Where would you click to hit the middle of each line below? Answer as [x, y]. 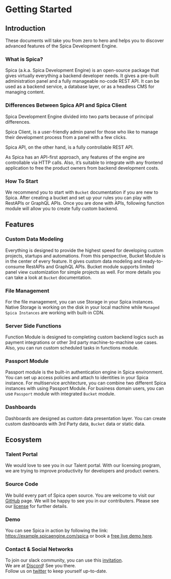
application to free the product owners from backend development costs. [82, 168]
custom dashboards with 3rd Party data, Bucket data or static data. [75, 424]
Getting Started [39, 9]
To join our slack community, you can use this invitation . [64, 560]
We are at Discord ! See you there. [41, 566]
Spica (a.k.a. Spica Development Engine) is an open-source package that [82, 71]
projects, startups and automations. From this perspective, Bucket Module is [86, 256]
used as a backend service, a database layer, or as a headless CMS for [80, 87]
